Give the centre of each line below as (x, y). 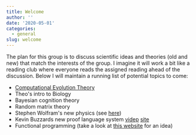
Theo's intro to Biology (43, 94)
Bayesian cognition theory (47, 100)
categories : (21, 28)
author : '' (20, 17)
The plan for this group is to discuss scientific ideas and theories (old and (97, 57)
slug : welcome (24, 40)
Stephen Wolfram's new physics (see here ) (68, 113)
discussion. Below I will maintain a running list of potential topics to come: (97, 76)
